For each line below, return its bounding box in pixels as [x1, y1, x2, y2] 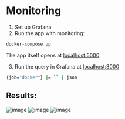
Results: [6, 91, 37, 101]
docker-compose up [6, 41, 51, 47]
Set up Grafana [14, 23, 52, 30]
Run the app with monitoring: [14, 29, 85, 36]
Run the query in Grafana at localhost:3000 [14, 63, 120, 70]
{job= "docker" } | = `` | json [6, 74, 77, 80]
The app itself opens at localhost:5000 [6, 52, 100, 59]
